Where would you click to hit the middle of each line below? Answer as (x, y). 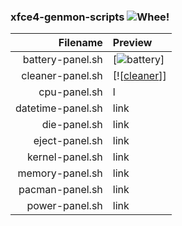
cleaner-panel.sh (62, 76)
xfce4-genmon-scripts (67, 17)
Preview (132, 43)
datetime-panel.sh (59, 108)
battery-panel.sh (62, 60)
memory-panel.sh (60, 173)
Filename (80, 43)
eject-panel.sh (68, 141)
